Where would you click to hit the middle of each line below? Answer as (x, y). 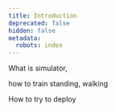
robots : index (39, 46)
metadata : (25, 38)
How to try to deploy (42, 99)
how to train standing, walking (58, 84)
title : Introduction (43, 16)
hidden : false (32, 30)
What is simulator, (38, 68)
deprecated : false (39, 23)
